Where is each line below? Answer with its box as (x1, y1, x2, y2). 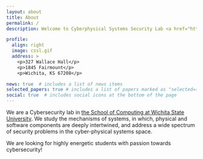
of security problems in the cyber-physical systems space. (6, 128, 153, 135)
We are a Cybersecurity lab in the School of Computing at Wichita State (6, 109, 184, 116)
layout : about (6, 8, 42, 15)
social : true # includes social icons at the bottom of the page (6, 92, 177, 98)
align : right (11, 42, 45, 48)
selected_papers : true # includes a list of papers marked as (6, 87, 166, 93)
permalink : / (6, 20, 39, 26)
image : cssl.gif (11, 48, 53, 54)
